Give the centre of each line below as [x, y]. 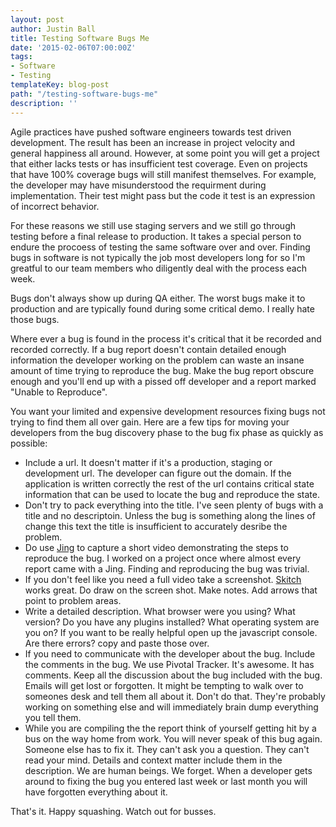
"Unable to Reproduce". [59, 392]
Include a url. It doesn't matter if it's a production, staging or [148, 462]
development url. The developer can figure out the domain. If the [158, 473]
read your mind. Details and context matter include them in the [153, 760]
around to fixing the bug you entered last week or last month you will [166, 781]
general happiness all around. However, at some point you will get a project [165, 153]
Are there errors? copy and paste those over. [117, 643]
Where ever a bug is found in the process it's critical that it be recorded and [166, 338]
